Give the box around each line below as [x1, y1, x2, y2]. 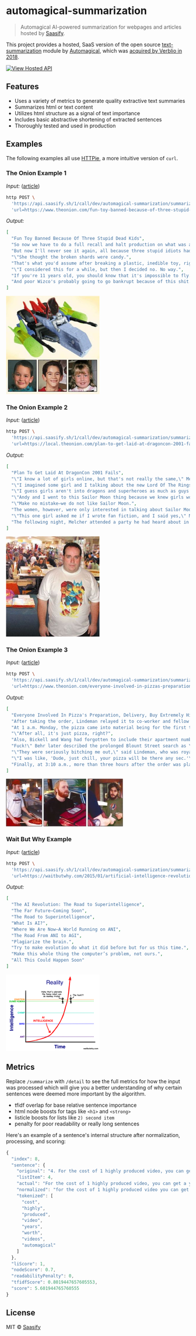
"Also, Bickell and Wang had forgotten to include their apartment [11, 737, 179, 743]
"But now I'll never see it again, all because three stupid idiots [11, 248, 181, 254]
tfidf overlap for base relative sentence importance [14, 1101, 137, 1108]
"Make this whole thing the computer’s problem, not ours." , [11, 951, 163, 957]
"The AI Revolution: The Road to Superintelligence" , [11, 902, 145, 908]
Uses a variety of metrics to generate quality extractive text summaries [14, 97, 185, 104]
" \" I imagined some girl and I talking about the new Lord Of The [11, 482, 176, 488]
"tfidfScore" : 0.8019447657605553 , [11, 1279, 98, 1285]
